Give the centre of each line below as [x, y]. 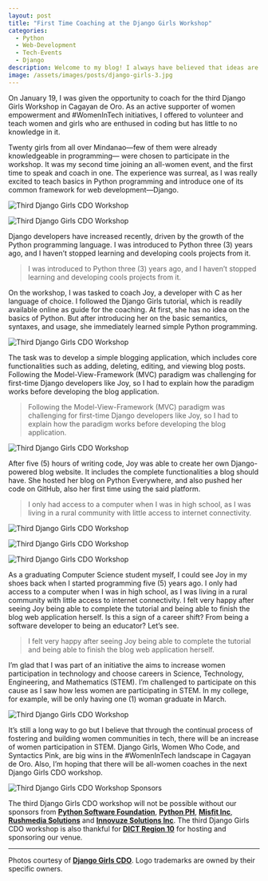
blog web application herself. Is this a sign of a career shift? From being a [128, 617]
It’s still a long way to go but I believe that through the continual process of [131, 730]
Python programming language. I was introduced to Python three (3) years [131, 244]
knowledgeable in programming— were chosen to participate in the [119, 156]
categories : [28, 30]
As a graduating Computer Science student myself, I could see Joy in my [128, 574]
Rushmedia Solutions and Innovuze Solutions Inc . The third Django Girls [129, 820]
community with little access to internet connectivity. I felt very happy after [131, 600]
